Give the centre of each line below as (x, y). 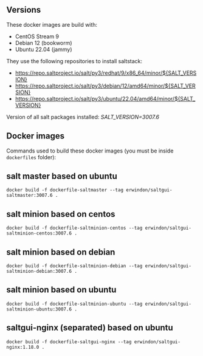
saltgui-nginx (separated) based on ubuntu (90, 328)
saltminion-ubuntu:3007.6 (39, 309)
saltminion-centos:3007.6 (39, 233)
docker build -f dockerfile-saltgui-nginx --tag (69, 342)
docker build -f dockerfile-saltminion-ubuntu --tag (74, 304)
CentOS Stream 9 (37, 36)
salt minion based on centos (61, 214)
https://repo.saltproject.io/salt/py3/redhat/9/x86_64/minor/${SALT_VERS (106, 73)
